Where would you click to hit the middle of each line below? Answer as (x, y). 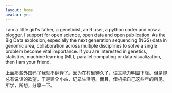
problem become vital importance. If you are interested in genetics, (77, 51)
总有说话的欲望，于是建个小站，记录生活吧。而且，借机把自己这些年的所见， (86, 79)
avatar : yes (18, 15)
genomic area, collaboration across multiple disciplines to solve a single (81, 45)
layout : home (19, 10)
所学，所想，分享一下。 (30, 85)
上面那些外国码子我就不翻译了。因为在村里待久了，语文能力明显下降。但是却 (86, 73)
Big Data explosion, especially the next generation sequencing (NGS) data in (86, 40)
